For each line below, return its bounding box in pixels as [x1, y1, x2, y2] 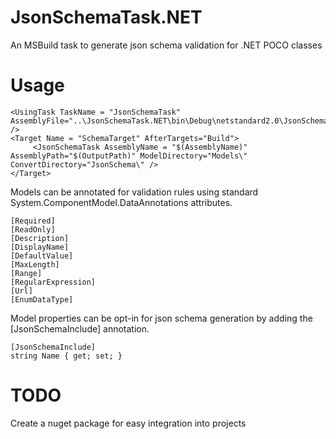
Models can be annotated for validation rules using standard [10, 186, 259, 198]
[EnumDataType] [10, 294, 74, 305]
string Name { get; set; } [10, 351, 123, 361]
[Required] [10, 216, 56, 226]
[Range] [10, 268, 43, 278]
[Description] [10, 233, 70, 243]
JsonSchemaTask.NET [10, 6, 203, 29]
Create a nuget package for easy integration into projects [10, 417, 247, 429]
